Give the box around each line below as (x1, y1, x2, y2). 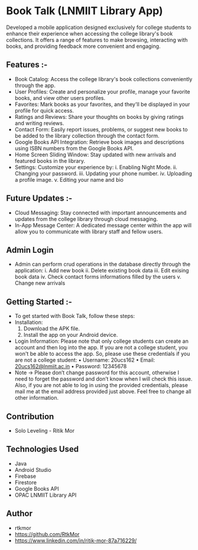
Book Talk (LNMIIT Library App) (6, 4, 164, 18)
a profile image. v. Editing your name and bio (14, 176, 124, 183)
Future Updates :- (6, 194, 73, 204)
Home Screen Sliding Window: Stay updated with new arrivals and (14, 151, 176, 158)
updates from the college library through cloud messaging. (14, 215, 158, 223)
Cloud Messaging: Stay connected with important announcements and (14, 209, 187, 216)
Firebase (14, 472, 37, 480)
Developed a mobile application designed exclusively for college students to (6, 24, 191, 31)
